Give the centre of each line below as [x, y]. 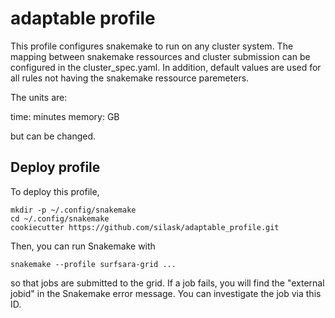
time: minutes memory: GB [65, 116]
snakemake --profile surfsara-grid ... [93, 264]
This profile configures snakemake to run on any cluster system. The [152, 46]
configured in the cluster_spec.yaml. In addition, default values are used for [166, 67]
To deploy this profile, [55, 191]
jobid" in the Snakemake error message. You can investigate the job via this [166, 293]
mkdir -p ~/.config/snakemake [73, 210]
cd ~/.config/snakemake [60, 218]
